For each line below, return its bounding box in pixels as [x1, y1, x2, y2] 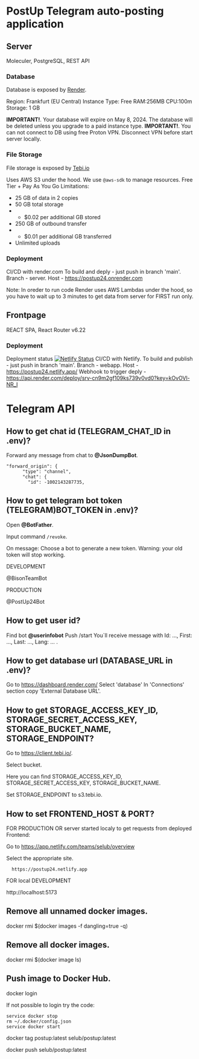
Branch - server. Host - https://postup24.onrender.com [6, 274, 143, 282]
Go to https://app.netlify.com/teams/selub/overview [6, 843, 135, 850]
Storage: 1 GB [6, 104, 40, 111]
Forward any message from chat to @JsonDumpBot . [6, 452, 139, 458]
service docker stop [6, 1013, 58, 1019]
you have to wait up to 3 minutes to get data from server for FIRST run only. [6, 292, 194, 300]
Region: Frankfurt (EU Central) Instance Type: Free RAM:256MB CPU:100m [6, 98, 192, 105]
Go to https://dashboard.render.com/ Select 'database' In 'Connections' [6, 681, 185, 688]
